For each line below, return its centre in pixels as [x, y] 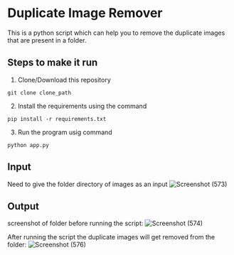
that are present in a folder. [47, 40]
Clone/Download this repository [64, 80]
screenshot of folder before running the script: [75, 223]
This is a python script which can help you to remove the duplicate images [116, 33]
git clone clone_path [39, 93]
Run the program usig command [65, 132]
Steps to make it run [53, 63]
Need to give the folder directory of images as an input [88, 184]
